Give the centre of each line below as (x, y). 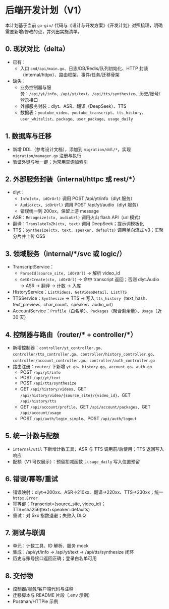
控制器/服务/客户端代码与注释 (43, 589)
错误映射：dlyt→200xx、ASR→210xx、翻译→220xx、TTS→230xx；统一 (88, 492)
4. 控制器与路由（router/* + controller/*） (71, 335)
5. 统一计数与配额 (32, 436)
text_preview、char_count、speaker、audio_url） (64, 305)
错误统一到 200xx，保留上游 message (60, 211)
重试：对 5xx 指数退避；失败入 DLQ (49, 515)
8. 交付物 (19, 576)
